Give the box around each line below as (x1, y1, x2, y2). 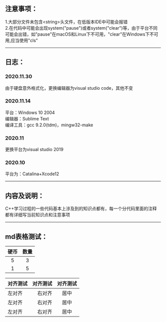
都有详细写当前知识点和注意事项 (5, 212, 70, 218)
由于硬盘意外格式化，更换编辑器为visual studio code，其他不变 (5, 85, 133, 91)
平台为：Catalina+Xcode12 (5, 171, 59, 177)
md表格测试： (5, 232, 48, 241)
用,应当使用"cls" (5, 37, 38, 43)
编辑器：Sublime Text (5, 115, 49, 121)
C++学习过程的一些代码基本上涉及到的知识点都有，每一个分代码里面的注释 (5, 206, 157, 212)
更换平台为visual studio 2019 (5, 147, 64, 153)
